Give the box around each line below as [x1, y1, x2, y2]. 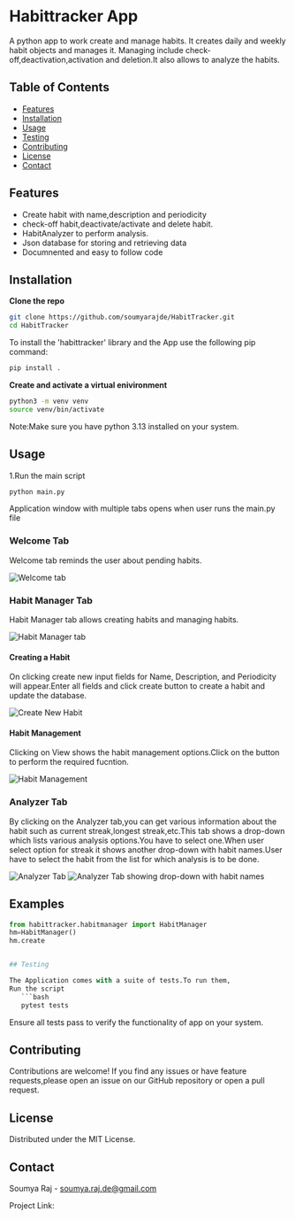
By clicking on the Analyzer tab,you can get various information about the [9, 816, 277, 827]
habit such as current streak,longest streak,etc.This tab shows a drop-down [9, 825, 285, 836]
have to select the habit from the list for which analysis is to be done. [9, 853, 260, 864]
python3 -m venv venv [9, 397, 89, 405]
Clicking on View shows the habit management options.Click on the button [9, 747, 280, 758]
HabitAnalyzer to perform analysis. [21, 228, 149, 238]
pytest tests [20, 1000, 69, 1010]
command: [9, 347, 49, 358]
